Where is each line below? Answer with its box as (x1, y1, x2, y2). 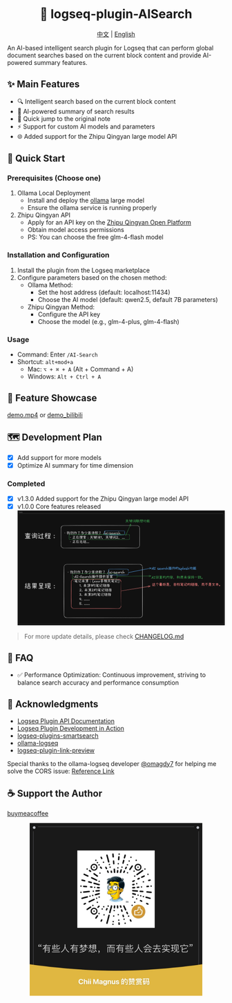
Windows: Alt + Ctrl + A (27, 372, 101, 381)
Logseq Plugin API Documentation (17, 716, 115, 725)
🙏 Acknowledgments (7, 698, 99, 710)
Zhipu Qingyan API (17, 211, 71, 220)
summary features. (33, 58, 88, 66)
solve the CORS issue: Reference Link (7, 767, 115, 775)
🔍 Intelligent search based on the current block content (17, 97, 176, 106)
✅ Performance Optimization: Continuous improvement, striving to (17, 670, 206, 679)
